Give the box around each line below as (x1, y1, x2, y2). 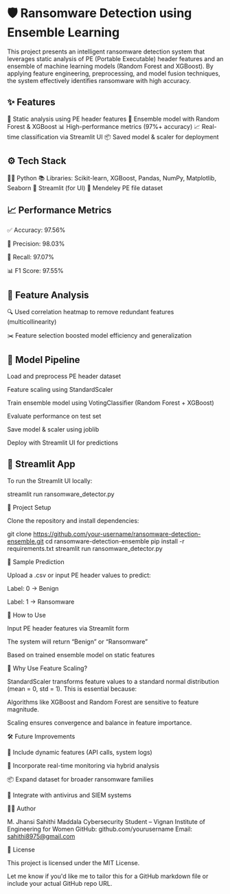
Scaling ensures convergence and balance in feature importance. (7, 718, 192, 727)
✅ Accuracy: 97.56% (7, 226, 66, 234)
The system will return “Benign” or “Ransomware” (7, 637, 148, 646)
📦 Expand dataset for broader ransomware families (7, 775, 154, 783)
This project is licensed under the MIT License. (7, 858, 140, 867)
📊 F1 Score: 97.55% (7, 267, 64, 275)
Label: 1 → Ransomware (7, 598, 75, 606)
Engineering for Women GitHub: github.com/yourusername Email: (7, 825, 193, 833)
